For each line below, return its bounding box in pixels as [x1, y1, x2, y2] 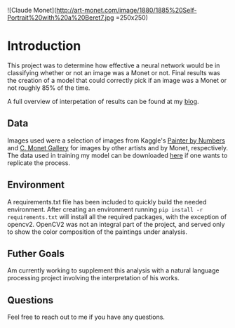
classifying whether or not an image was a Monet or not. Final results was [7, 68, 221, 77]
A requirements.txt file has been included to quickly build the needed [7, 197, 207, 206]
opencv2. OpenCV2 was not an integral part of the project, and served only [7, 220, 225, 228]
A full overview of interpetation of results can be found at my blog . [7, 97, 199, 105]
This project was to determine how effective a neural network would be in [7, 61, 220, 70]
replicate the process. [7, 158, 71, 167]
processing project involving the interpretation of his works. [7, 274, 180, 282]
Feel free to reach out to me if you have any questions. [7, 313, 165, 322]
